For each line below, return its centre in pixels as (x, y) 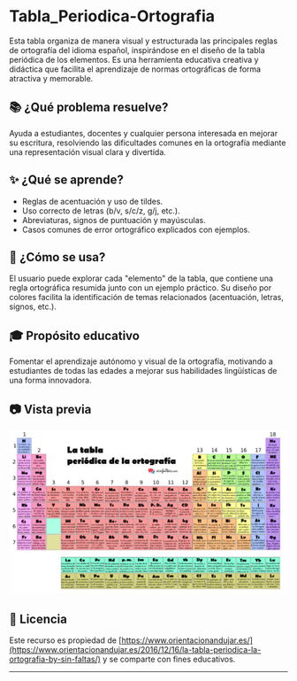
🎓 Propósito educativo (74, 335)
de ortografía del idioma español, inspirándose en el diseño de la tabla (137, 50)
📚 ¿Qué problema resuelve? (89, 108)
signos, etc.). (33, 306)
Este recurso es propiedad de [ (65, 640)
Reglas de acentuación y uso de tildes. (92, 201)
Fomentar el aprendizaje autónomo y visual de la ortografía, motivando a (141, 361)
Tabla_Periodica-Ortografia (112, 16)
